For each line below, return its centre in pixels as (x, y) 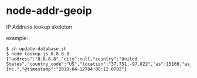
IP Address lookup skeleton (39, 27)
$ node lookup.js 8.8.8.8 (38, 54)
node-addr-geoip (49, 11)
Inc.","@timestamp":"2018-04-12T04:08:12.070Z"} (67, 69)
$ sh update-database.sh (36, 49)
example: (17, 38)
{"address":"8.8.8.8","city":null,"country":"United (72, 59)
